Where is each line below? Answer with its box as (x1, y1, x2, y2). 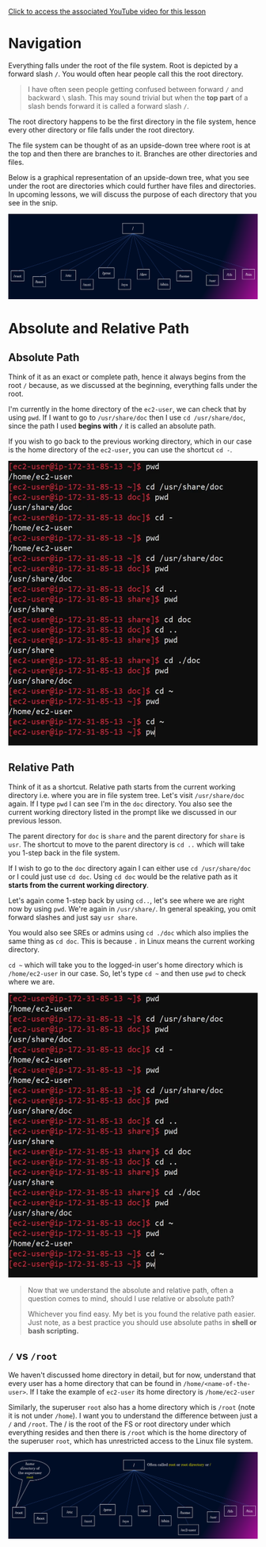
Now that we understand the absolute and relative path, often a (27, 1285, 234, 1296)
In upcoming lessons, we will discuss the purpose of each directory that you (8, 190, 257, 199)
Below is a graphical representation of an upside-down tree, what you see (8, 172, 249, 182)
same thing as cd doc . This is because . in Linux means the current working (8, 936, 255, 946)
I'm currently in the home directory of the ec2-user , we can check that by (8, 404, 247, 413)
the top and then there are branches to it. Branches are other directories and (8, 148, 257, 158)
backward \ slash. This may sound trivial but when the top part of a (27, 93, 249, 102)
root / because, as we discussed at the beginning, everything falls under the (8, 380, 258, 390)
